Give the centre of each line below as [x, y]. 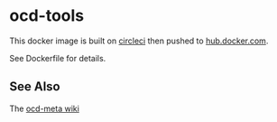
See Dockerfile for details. [58, 58]
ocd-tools [46, 16]
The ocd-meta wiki [44, 108]
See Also [35, 87]
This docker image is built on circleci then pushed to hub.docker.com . [139, 41]
